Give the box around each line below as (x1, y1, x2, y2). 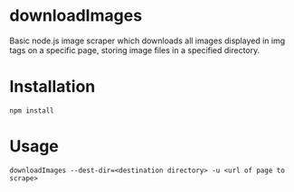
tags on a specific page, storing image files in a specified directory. (9, 44, 261, 55)
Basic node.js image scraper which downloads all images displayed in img (9, 35, 286, 46)
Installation (9, 77, 96, 97)
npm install (9, 105, 54, 115)
